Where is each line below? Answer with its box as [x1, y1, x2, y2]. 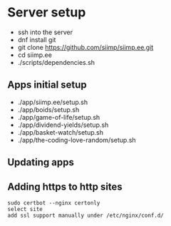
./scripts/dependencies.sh [17, 58, 95, 66]
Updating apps [7, 156, 75, 168]
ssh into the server [17, 28, 73, 36]
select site [7, 205, 43, 212]
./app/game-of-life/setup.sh [17, 113, 100, 121]
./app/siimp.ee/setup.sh [17, 98, 88, 106]
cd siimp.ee [17, 51, 52, 59]
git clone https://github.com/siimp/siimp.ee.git [17, 43, 154, 51]
